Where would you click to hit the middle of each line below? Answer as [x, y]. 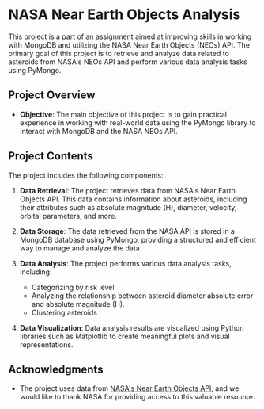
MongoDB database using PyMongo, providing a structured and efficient [138, 239]
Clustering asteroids [64, 312]
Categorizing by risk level [73, 287]
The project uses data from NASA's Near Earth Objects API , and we [129, 388]
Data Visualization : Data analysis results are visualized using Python [132, 327]
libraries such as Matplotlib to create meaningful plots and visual [125, 336]
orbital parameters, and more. [68, 216]
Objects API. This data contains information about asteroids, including [133, 199]
